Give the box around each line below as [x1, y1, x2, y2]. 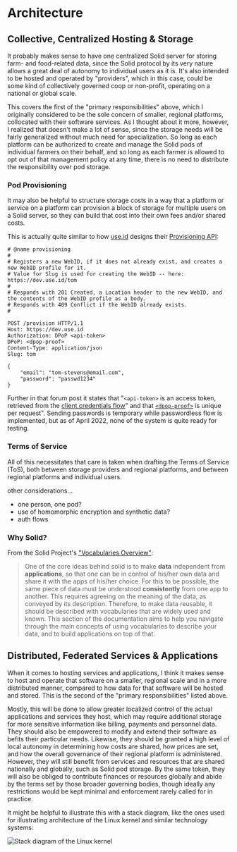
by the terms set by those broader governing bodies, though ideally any [7, 779, 216, 788]
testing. [7, 424, 30, 433]
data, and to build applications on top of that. [24, 629, 155, 638]
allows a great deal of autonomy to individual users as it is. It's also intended [7, 67, 229, 75]
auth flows [17, 514, 49, 523]
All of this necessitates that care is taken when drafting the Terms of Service [7, 457, 230, 466]
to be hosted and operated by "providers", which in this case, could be [7, 74, 213, 82]
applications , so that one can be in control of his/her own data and [24, 569, 220, 578]
